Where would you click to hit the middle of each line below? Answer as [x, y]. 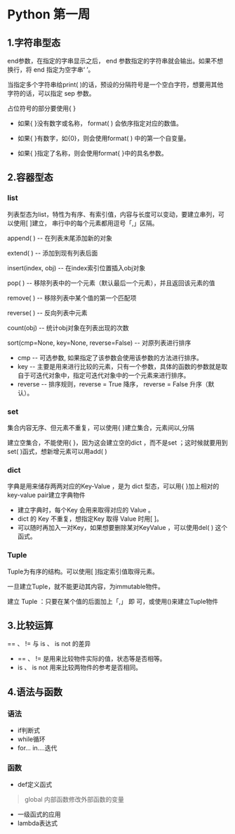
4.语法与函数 [35, 691]
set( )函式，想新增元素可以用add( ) [57, 451]
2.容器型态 [31, 178]
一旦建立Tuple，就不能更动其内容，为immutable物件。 [86, 586]
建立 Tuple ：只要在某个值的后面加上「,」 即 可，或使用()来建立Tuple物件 [113, 601]
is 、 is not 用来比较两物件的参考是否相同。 [80, 668]
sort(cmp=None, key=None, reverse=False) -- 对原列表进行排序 [99, 343]
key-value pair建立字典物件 [46, 495]
